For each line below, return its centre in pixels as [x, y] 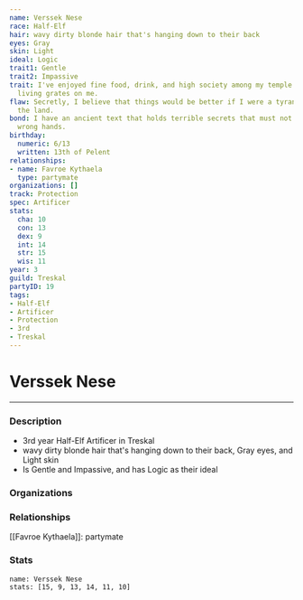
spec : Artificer [40, 203]
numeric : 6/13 [44, 144]
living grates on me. [58, 93]
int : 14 [32, 245]
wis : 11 [32, 262]
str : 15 [32, 253]
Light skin [41, 460]
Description [36, 421]
